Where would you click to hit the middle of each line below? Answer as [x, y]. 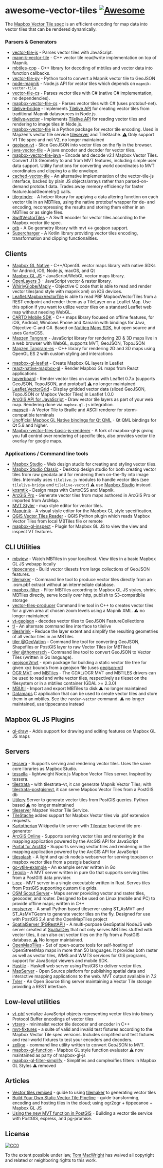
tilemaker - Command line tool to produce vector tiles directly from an [82, 580]
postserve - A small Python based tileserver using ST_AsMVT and [78, 909]
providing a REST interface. [39, 986]
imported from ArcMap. [36, 501]
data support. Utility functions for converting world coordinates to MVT [83, 166]
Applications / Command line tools [47, 453]
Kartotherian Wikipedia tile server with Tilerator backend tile [72, 826]
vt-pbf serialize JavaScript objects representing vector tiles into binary [83, 1014]
